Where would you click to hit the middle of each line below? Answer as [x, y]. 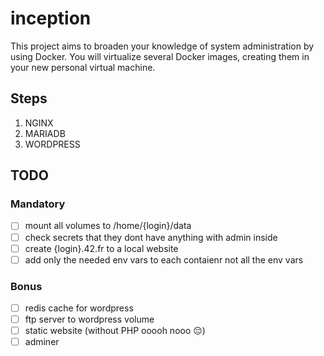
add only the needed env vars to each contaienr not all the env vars [164, 259]
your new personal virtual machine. [83, 67]
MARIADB [45, 133]
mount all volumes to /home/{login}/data [108, 226]
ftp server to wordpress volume [89, 319]
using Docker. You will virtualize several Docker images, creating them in [160, 56]
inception [51, 18]
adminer [42, 342]
